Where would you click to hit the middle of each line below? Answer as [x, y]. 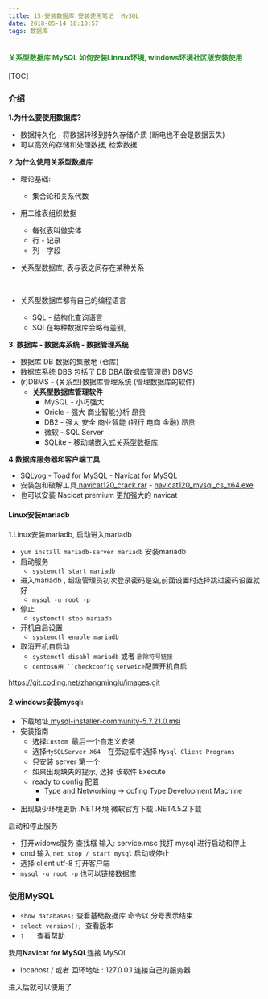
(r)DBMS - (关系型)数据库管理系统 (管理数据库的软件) [107, 381]
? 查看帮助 [43, 935]
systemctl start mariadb [74, 572]
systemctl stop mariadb [72, 619]
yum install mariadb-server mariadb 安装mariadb [103, 552]
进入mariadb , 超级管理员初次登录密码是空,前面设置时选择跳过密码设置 [136, 580]
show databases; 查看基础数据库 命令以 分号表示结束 [106, 915]
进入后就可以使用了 [40, 987]
